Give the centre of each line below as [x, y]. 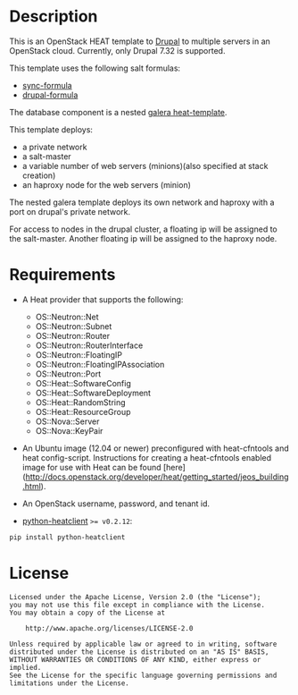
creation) [39, 175]
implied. [25, 667]
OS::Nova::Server [67, 421]
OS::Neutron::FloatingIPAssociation [100, 364]
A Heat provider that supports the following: [103, 299]
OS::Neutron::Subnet [74, 326]
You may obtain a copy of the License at [87, 613]
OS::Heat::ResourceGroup [83, 411]
